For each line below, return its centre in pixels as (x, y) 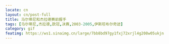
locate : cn (17, 10)
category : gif (20, 29)
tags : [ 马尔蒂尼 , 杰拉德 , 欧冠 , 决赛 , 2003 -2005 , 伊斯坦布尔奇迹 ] (64, 24)
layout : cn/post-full (28, 15)
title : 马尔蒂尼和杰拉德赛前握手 (36, 19)
